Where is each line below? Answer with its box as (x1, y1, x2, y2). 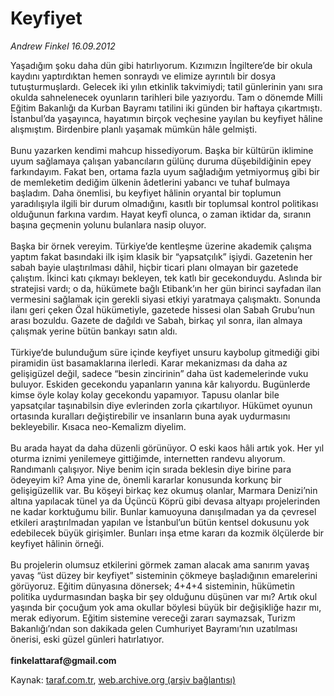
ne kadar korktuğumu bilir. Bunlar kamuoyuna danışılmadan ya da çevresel (10, 505, 317, 517)
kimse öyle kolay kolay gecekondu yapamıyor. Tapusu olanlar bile (10, 388, 280, 401)
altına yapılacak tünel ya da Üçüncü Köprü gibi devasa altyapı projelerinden (10, 495, 321, 507)
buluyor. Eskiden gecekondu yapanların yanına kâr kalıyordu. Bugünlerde (10, 378, 311, 390)
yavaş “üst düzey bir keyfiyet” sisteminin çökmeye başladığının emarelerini (10, 569, 318, 581)
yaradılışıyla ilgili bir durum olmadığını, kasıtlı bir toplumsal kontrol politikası (10, 197, 319, 209)
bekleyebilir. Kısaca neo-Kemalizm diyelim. (10, 420, 187, 432)
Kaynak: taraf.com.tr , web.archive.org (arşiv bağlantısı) (10, 673, 237, 686)
